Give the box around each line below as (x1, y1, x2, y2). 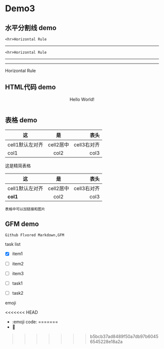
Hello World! (69, 96, 95, 102)
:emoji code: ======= (12, 319, 59, 325)
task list (5, 241, 21, 247)
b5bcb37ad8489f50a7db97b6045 (90, 333, 159, 339)
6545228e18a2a (90, 338, 123, 345)
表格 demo (5, 116, 38, 125)
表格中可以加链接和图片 (5, 206, 45, 212)
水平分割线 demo (5, 23, 57, 32)
